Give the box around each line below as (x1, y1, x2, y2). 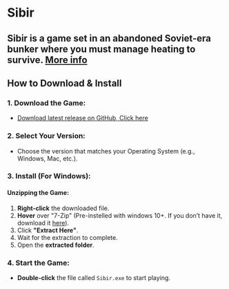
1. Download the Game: (7, 98, 86, 108)
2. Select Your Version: (7, 131, 86, 141)
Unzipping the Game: (7, 189, 70, 197)
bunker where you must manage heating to (7, 43, 196, 55)
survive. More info (7, 54, 88, 66)
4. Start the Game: (7, 258, 70, 268)
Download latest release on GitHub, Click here (17, 114, 148, 122)
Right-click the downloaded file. (17, 204, 110, 212)
